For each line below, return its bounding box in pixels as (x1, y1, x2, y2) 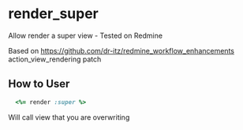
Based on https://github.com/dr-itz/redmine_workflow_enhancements (8, 46, 235, 55)
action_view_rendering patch (8, 54, 102, 64)
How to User (8, 77, 70, 91)
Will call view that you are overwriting (8, 112, 130, 122)
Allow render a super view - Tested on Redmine (8, 31, 163, 40)
